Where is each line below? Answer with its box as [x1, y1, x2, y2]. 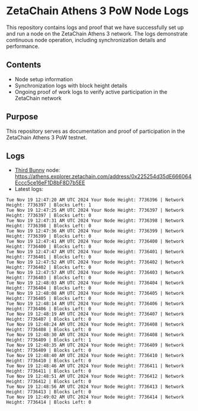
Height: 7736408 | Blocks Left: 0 [6, 327, 92, 333]
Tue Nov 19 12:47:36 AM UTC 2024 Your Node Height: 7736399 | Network [6, 228, 184, 234]
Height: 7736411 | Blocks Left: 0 [6, 368, 92, 374]
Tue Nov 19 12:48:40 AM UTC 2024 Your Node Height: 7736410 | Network [6, 353, 184, 359]
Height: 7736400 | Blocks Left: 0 [6, 244, 92, 250]
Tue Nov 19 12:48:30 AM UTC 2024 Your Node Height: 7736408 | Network [6, 332, 184, 338]
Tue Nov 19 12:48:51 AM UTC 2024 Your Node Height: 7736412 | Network [6, 374, 184, 380]
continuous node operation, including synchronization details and [6, 36, 166, 43]
